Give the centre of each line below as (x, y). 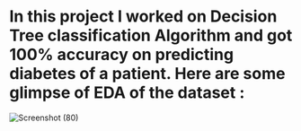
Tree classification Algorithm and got (151, 35)
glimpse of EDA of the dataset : (127, 93)
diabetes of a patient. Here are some (147, 74)
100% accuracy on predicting (122, 55)
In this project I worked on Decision (143, 17)
